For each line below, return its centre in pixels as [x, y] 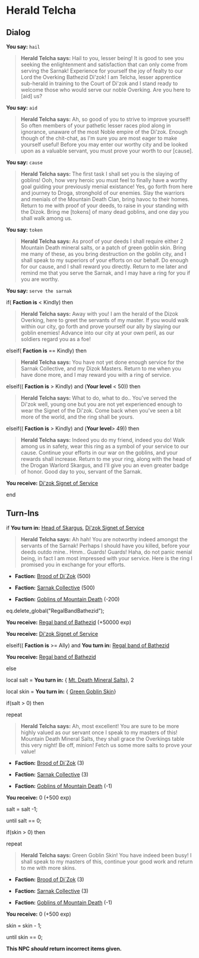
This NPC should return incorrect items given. [64, 948]
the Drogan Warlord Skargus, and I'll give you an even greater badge [105, 465]
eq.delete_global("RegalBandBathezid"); [56, 610]
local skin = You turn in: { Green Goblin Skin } [61, 691]
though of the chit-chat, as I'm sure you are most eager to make [99, 138]
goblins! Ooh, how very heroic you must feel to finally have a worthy [104, 180]
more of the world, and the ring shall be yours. [78, 417]
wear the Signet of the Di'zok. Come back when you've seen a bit [101, 411]
